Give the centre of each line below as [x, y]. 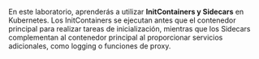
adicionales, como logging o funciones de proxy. [90, 46]
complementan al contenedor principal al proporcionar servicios [116, 37]
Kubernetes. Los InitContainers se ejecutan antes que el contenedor [122, 20]
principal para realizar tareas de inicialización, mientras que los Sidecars [129, 29]
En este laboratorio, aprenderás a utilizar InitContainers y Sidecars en [126, 12]
